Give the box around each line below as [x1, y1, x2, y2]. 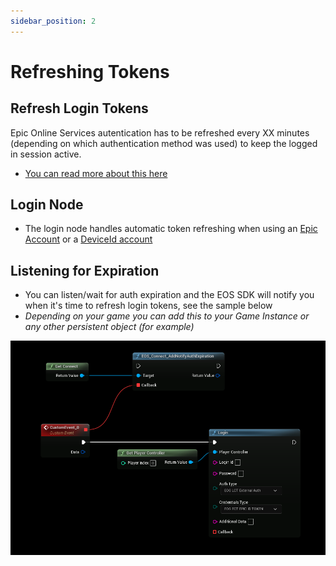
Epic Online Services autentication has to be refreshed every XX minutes [10, 126, 310, 139]
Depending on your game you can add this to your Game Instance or [24, 310, 310, 322]
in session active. [10, 148, 82, 160]
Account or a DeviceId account [24, 233, 153, 245]
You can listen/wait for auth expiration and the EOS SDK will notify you [24, 289, 315, 301]
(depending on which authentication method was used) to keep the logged [10, 137, 318, 149]
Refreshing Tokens [10, 60, 170, 83]
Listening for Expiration [10, 262, 160, 279]
